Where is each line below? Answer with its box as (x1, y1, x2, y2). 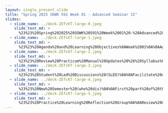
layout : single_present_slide (5, 7, 68, 12)
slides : (5, 16, 21, 21)
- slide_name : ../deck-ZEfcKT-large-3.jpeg (9, 63, 101, 68)
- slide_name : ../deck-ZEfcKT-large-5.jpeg (9, 91, 101, 96)
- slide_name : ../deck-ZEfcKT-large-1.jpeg (9, 35, 101, 40)
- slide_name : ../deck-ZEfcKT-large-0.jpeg (9, 21, 101, 26)
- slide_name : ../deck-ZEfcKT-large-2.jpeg (9, 49, 101, 54)
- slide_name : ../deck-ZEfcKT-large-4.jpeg (9, 77, 101, 82)
